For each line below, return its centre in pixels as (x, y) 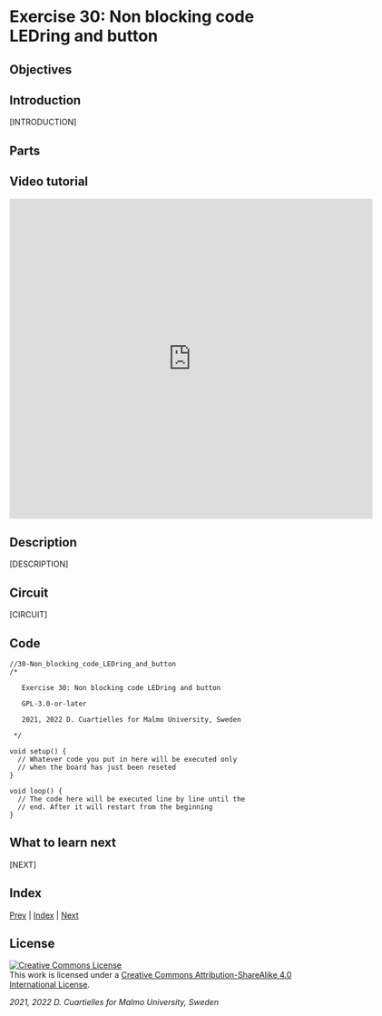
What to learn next (63, 843)
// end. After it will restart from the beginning (115, 807)
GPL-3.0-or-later (54, 704)
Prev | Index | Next (44, 915)
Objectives (41, 69)
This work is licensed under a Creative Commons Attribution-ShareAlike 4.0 (151, 975)
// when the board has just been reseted (97, 768)
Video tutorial (49, 182)
